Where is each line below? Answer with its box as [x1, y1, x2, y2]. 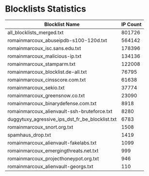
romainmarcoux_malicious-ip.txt [7, 52, 82, 59]
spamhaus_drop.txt [7, 131, 51, 138]
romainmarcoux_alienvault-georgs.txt [7, 163, 93, 170]
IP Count [121, 21, 142, 28]
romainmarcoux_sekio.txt [7, 84, 65, 91]
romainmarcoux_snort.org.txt [7, 124, 74, 130]
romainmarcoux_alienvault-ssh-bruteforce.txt [7, 108, 113, 114]
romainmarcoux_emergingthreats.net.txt [7, 147, 99, 154]
